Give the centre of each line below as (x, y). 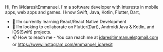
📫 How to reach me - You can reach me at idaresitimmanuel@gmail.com (85, 37)
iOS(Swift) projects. (32, 32)
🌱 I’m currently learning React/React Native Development (69, 22)
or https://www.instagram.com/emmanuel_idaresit (62, 44)
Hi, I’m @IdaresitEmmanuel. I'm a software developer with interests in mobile (82, 7)
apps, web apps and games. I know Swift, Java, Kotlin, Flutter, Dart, (72, 12)
